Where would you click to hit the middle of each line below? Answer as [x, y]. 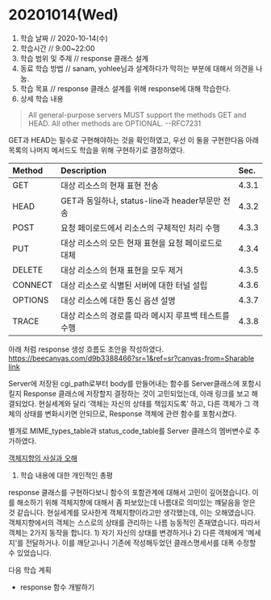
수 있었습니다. [30, 552]
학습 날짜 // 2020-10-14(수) [64, 38]
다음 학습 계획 [30, 569]
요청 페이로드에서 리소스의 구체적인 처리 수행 [140, 227]
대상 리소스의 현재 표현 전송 [109, 185]
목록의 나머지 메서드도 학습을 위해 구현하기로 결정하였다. [97, 150]
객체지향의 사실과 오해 [43, 458]
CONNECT [33, 285]
